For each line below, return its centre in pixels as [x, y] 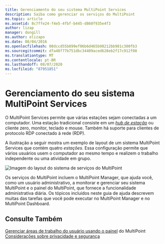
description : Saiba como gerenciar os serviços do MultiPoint [70, 14]
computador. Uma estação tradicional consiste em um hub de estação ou [79, 122]
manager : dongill [23, 32]
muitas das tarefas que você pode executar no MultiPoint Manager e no [78, 198]
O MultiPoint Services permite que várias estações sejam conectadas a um [81, 117]
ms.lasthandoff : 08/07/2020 [34, 64]
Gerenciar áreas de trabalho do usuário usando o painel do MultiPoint [75, 231]
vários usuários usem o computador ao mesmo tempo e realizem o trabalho [82, 153]
